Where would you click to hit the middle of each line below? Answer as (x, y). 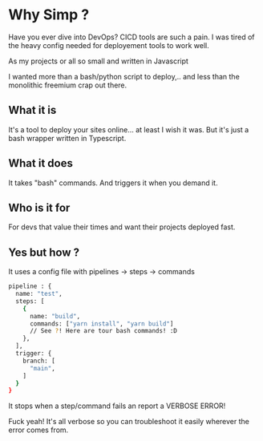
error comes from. (38, 430)
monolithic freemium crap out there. (68, 85)
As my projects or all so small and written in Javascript (98, 61)
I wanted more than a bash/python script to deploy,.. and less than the (124, 76)
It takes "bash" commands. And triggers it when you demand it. (113, 183)
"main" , (42, 368)
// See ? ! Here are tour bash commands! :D (103, 331)
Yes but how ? (44, 252)
